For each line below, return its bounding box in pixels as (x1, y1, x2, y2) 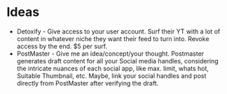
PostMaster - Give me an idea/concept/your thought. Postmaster (16, 49, 205, 58)
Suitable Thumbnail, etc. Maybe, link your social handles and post (16, 71, 207, 80)
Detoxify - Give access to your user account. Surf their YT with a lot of (16, 27, 221, 36)
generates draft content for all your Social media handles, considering (16, 56, 219, 65)
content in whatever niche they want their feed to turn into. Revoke (16, 34, 209, 42)
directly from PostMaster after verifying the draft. (16, 79, 159, 87)
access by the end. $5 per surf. (16, 42, 108, 50)
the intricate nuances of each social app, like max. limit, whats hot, (16, 64, 209, 72)
